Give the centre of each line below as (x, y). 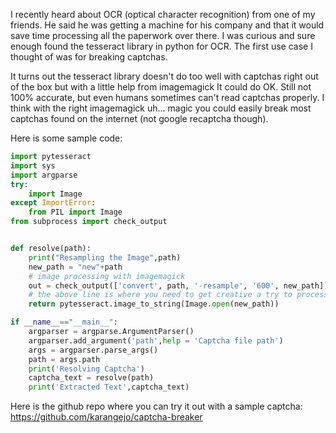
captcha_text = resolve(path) (91, 378)
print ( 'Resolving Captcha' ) (86, 369)
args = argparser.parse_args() (93, 350)
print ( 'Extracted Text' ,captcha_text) (109, 387)
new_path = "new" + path (75, 267)
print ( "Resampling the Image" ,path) (105, 257)
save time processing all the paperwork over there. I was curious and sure (163, 35)
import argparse (44, 175)
